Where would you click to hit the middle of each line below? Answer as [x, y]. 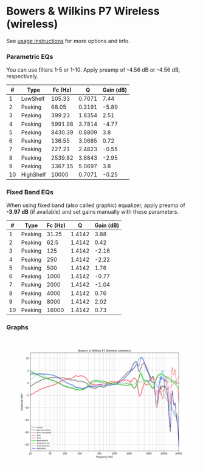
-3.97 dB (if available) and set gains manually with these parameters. [93, 212]
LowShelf [33, 98]
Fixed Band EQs [30, 192]
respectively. [22, 77]
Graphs [17, 327]
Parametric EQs [30, 56]
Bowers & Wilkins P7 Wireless [83, 11]
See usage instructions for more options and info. [68, 41]
